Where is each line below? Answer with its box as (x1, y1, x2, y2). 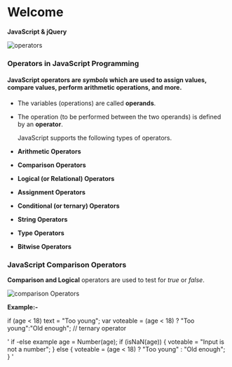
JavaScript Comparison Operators (7, 260, 127, 269)
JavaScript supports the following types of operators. (17, 134, 172, 142)
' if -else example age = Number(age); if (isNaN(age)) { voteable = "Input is (7, 338, 224, 346)
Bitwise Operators (17, 243, 72, 251)
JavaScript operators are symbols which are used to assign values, (7, 76, 207, 84)
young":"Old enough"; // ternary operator (7, 324, 127, 333)
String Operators (17, 215, 68, 224)
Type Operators (17, 229, 64, 237)
